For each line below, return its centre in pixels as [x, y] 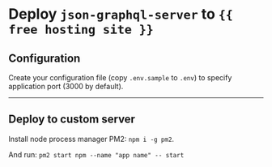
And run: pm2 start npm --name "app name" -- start [96, 154]
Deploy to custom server [72, 120]
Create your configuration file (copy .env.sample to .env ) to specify [120, 77]
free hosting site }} [81, 30]
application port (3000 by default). [66, 86]
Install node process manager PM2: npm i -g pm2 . [91, 139]
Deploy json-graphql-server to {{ [121, 14]
